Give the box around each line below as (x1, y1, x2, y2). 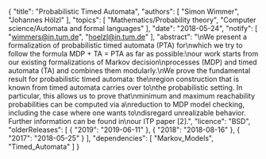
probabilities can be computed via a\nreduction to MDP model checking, (8, 99, 245, 109)
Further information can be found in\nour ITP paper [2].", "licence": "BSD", (8, 117, 251, 126)
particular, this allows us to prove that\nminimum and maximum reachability (8, 91, 256, 100)
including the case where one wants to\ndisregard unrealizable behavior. (8, 108, 246, 118)
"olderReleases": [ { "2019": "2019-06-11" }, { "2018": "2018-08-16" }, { (8, 125, 241, 134)
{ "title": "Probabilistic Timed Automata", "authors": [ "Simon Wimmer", (8, 7, 240, 16)
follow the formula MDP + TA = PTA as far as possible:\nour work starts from (8, 49, 259, 58)
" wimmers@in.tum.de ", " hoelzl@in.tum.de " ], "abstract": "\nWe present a (8, 32, 248, 41)
